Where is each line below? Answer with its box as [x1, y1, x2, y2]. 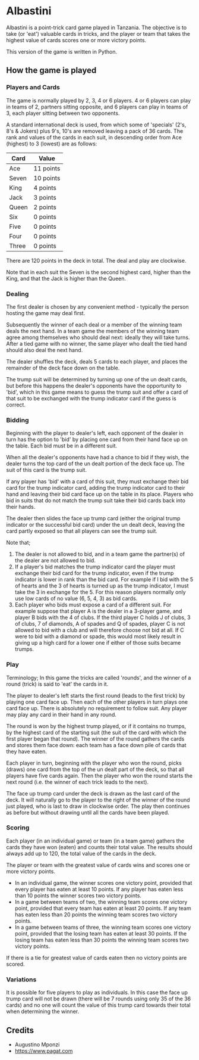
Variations [6, 975, 37, 984]
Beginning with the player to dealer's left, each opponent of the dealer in [6, 430, 184, 437]
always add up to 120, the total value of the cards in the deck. [6, 850, 157, 857]
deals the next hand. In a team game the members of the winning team [6, 327, 179, 334]
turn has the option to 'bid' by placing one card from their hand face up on [6, 436, 188, 443]
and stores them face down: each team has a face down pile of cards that [6, 741, 187, 748]
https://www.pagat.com [14, 1047, 73, 1054]
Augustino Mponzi [14, 1041, 60, 1048]
